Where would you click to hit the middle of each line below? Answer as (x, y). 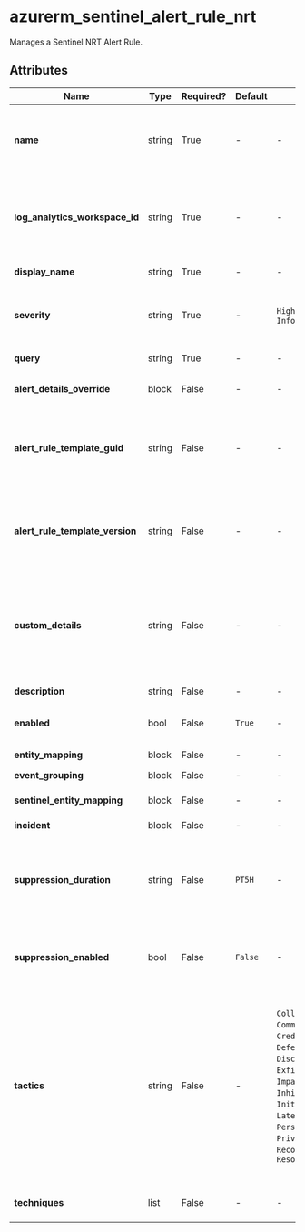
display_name (44, 272)
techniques (39, 1202)
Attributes (39, 70)
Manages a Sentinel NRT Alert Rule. (76, 42)
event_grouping (49, 775)
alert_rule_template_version (75, 531)
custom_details (48, 625)
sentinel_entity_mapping (69, 800)
